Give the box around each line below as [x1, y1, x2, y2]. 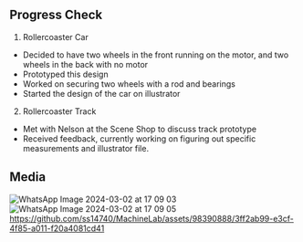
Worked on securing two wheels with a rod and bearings [22, 78, 235, 89]
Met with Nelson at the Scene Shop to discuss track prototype [22, 123, 257, 134]
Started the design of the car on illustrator [22, 88, 181, 99]
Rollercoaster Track [22, 105, 97, 117]
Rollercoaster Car [22, 31, 89, 42]
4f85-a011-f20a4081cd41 [9, 223, 105, 234]
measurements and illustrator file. [22, 142, 149, 153]
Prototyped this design [22, 68, 109, 79]
